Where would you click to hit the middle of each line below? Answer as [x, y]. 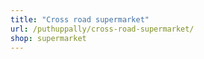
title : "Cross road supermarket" [80, 19]
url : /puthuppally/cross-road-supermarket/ [102, 29]
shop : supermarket [48, 38]
